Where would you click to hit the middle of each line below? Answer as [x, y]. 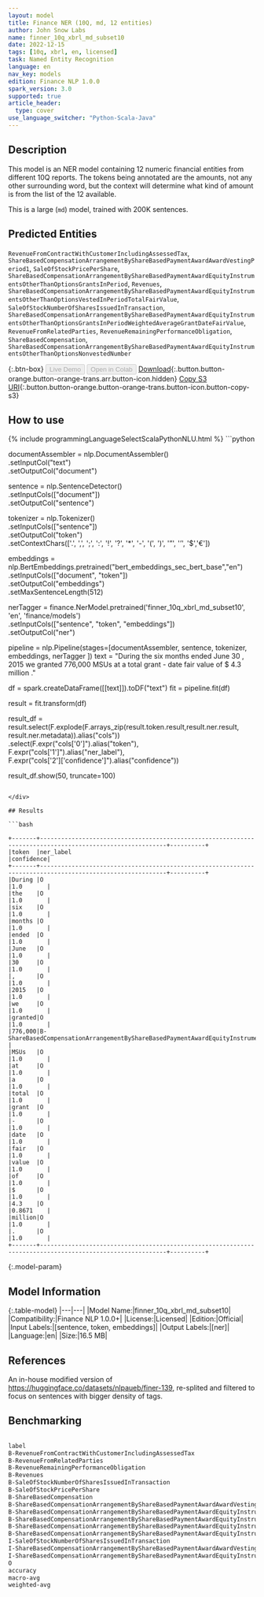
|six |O [26, 908]
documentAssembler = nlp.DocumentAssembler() [88, 455]
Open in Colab [111, 369]
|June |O [26, 949]
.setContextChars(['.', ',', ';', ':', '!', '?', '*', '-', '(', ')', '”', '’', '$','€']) [109, 544]
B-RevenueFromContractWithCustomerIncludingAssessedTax [101, 1453]
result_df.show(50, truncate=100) [62, 776]
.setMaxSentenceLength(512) [56, 592]
